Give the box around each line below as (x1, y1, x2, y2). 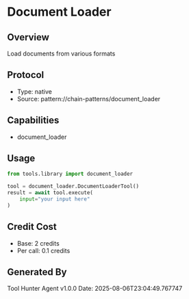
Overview (7, 31, 50, 43)
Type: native (16, 87, 53, 96)
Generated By (7, 266, 67, 278)
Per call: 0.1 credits (16, 246, 71, 255)
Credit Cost (7, 221, 57, 233)
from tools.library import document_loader (7, 170, 134, 178)
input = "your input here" (19, 196, 90, 203)
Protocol (7, 69, 45, 81)
